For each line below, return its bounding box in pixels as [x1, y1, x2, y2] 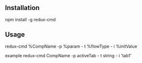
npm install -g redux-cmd [5, 16, 56, 22]
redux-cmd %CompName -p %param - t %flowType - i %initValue [5, 43, 137, 49]
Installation [5, 4, 40, 12]
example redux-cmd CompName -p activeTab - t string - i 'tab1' [5, 52, 132, 58]
